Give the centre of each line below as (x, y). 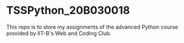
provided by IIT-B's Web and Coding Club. (59, 33)
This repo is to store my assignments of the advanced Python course (92, 27)
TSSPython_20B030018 (68, 10)
